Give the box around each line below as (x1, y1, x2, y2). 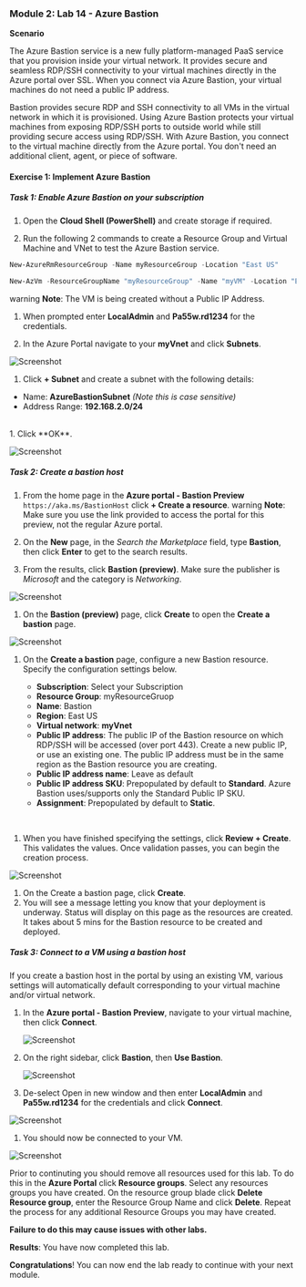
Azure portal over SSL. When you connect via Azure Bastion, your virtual (9, 75, 282, 86)
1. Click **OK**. (9, 427, 73, 439)
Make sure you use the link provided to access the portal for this (22, 509, 265, 520)
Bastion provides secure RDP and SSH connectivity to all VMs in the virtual (9, 102, 290, 113)
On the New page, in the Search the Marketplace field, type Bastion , (22, 536, 281, 547)
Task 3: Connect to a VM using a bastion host (9, 947, 187, 958)
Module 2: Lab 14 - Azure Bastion (9, 7, 159, 20)
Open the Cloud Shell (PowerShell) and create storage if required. (22, 215, 272, 226)
